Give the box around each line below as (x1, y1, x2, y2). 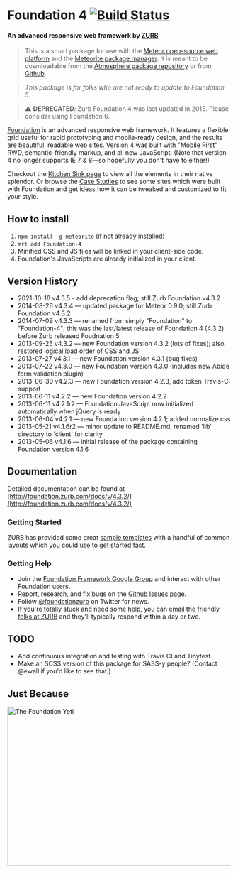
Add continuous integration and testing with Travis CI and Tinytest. (17, 652, 212, 661)
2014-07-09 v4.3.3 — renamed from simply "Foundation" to (17, 317, 193, 325)
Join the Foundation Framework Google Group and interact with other (17, 575, 221, 583)
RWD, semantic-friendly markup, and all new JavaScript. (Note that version (7, 148, 227, 157)
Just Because (7, 688, 69, 700)
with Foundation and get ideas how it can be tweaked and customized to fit (7, 185, 227, 193)
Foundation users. (17, 582, 71, 591)
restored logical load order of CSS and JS (17, 347, 140, 355)
